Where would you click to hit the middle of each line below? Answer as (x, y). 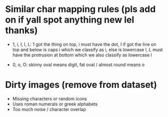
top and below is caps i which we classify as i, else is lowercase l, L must (87, 49)
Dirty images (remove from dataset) (81, 85)
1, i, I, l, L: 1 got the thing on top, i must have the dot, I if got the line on (84, 44)
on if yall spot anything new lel (70, 20)
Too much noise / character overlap (49, 109)
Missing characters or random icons (49, 98)
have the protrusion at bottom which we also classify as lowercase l (82, 55)
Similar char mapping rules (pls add (80, 9)
